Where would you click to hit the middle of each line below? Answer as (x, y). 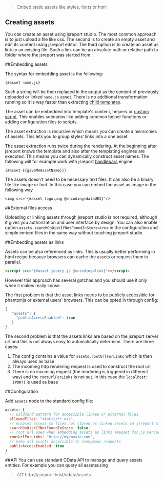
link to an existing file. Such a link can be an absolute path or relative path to (82, 49)
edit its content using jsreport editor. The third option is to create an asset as (82, 44)
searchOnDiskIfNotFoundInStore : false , (50, 428)
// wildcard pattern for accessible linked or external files (74, 414)
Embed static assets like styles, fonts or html (62, 7)
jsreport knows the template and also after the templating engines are (75, 151)
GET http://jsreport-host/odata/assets (54, 474)
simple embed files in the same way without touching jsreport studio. (74, 232)
